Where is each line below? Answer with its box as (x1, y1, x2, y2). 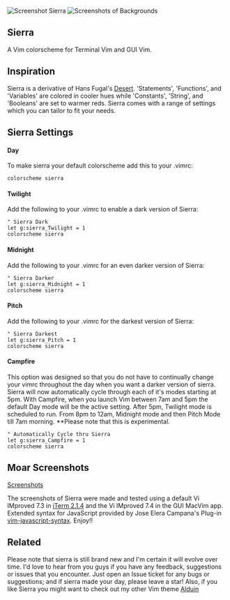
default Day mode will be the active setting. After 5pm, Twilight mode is (7, 403, 213, 411)
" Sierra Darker (7, 274, 54, 282)
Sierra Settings (7, 126, 74, 139)
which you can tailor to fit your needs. (7, 106, 116, 114)
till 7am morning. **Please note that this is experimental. (7, 417, 171, 426)
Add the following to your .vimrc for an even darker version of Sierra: (7, 261, 205, 269)
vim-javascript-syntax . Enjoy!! (7, 516, 93, 525)
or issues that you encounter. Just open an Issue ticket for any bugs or (7, 569, 210, 578)
